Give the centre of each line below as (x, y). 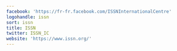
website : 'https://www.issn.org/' (49, 39)
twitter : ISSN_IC (28, 33)
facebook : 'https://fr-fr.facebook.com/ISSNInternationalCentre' (89, 11)
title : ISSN (21, 28)
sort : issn (20, 22)
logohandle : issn (28, 17)
